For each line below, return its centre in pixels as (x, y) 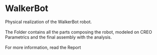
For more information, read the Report (43, 47)
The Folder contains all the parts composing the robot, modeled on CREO (78, 32)
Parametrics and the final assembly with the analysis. (59, 37)
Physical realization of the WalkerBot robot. (49, 22)
